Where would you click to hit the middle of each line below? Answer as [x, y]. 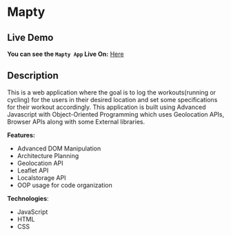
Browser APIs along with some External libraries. [76, 121]
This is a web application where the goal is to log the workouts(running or [111, 92]
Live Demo [30, 38]
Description [33, 76]
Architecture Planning [48, 155]
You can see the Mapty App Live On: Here [66, 54]
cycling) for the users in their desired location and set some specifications [112, 99]
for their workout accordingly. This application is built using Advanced [107, 107]
